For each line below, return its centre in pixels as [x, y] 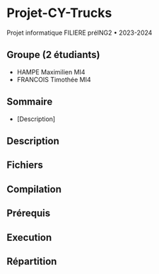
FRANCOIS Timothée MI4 [54, 79]
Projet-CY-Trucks [59, 13]
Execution [29, 238]
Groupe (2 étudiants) [53, 55]
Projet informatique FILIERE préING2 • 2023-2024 [79, 33]
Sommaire [30, 102]
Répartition [32, 261]
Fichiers [25, 165]
